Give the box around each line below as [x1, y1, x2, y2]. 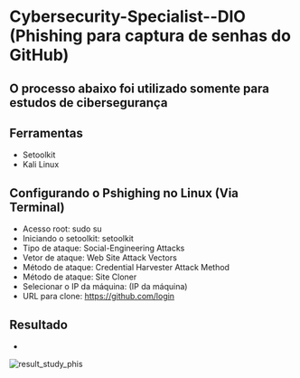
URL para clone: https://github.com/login [22, 291, 174, 302]
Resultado [9, 317, 68, 332]
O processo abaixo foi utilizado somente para [9, 80, 269, 96]
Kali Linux [22, 159, 60, 170]
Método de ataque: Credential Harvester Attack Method [22, 262, 230, 273]
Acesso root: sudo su [22, 223, 102, 234]
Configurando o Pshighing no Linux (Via [9, 185, 239, 201]
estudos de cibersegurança [9, 95, 168, 110]
